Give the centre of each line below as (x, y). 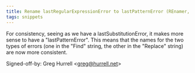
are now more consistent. (37, 52)
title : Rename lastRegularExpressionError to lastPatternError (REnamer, (98, 11)
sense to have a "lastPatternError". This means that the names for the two (95, 40)
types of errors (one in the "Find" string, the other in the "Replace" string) (95, 46)
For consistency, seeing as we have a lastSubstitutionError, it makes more (95, 33)
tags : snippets (25, 17)
